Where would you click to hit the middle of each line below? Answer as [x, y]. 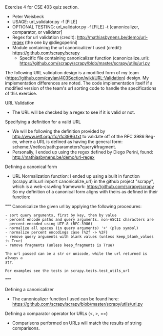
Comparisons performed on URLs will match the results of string [77, 323]
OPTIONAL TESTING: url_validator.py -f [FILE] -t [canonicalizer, [76, 27]
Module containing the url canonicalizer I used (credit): [67, 48]
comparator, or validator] [37, 32]
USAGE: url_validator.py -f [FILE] [45, 22]
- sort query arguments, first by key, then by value [61, 215]
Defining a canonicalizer [30, 289]
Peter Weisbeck [28, 16]
